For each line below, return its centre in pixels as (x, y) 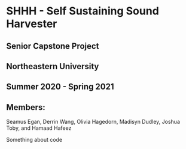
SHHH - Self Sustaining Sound (83, 11)
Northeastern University (53, 66)
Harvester (32, 24)
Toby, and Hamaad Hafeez (39, 128)
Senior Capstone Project (53, 46)
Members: (26, 107)
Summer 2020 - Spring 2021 (60, 87)
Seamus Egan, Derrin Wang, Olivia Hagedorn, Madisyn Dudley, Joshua (93, 122)
